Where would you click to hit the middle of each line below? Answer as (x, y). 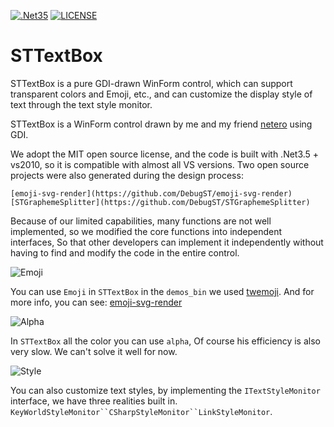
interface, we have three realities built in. (94, 401)
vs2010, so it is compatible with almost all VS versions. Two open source (160, 164)
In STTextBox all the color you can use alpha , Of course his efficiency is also (165, 341)
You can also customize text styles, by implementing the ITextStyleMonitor (165, 390)
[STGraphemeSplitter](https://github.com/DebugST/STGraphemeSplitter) (160, 202)
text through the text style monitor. (81, 104)
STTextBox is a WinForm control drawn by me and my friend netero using (161, 124)
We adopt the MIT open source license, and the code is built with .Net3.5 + (165, 154)
